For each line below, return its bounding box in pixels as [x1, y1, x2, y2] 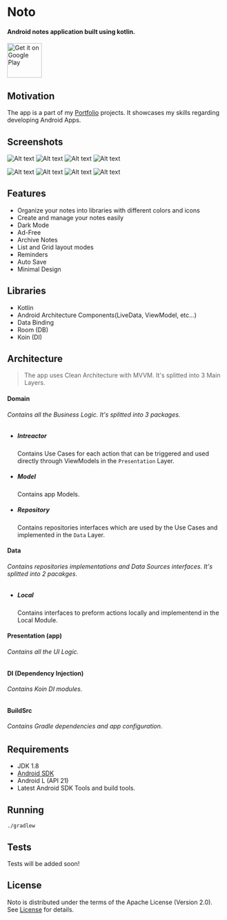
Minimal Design [17, 264, 61, 273]
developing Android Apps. [7, 116, 81, 125]
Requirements [7, 743, 69, 755]
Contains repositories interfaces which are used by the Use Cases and [17, 523, 218, 532]
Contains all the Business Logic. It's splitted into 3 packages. [7, 410, 181, 419]
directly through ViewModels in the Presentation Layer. [17, 456, 175, 464]
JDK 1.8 [17, 762, 39, 770]
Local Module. [17, 615, 58, 624]
